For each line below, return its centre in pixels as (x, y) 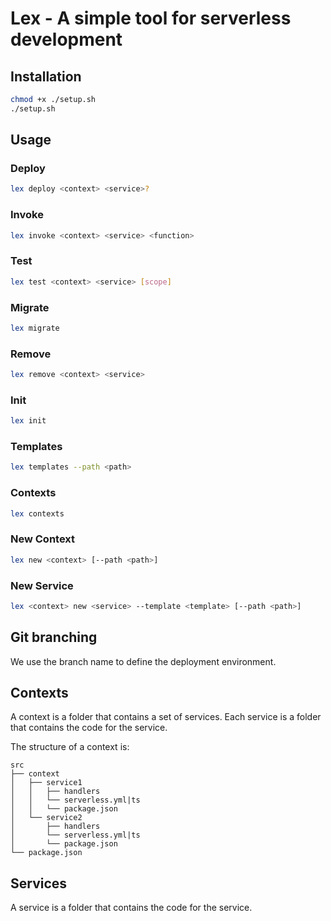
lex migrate (35, 328)
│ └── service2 (46, 818)
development (66, 39)
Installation (46, 76)
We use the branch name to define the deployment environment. (143, 661)
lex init (28, 421)
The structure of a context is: (70, 747)
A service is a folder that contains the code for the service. (131, 908)
